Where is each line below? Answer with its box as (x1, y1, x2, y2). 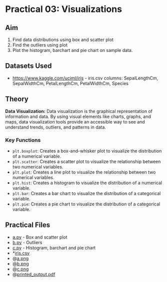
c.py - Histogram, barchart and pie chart (12, 244, 96, 250)
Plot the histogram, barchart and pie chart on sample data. (12, 47, 133, 53)
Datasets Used (5, 61, 52, 70)
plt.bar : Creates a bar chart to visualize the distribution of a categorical (12, 190, 161, 196)
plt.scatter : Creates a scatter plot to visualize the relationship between (12, 158, 161, 164)
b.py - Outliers (12, 239, 42, 245)
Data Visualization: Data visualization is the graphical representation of (5, 108, 152, 114)
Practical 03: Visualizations (5, 3, 122, 15)
